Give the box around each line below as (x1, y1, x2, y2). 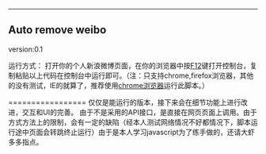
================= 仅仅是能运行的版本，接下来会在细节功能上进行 (8, 97, 241, 107)
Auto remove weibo (8, 23, 107, 37)
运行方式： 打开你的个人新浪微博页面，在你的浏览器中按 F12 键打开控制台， (8, 60, 251, 70)
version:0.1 (8, 44, 44, 54)
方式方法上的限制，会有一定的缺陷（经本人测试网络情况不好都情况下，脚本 (8, 117, 251, 127)
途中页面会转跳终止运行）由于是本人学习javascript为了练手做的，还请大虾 (14, 127, 256, 137)
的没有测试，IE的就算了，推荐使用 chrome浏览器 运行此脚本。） (8, 80, 210, 90)
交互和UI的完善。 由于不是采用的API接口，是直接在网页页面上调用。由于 (21, 107, 257, 117)
